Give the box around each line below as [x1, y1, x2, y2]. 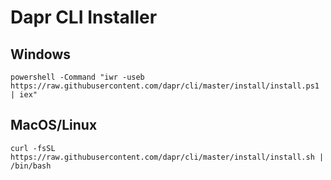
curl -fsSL [10, 143, 56, 153]
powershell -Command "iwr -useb [10, 72, 145, 82]
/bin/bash [10, 161, 52, 171]
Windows [10, 46, 71, 63]
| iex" [10, 90, 38, 100]
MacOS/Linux [10, 117, 98, 134]
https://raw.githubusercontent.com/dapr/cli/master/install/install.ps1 [10, 81, 320, 91]
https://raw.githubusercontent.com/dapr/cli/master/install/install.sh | [10, 152, 325, 162]
